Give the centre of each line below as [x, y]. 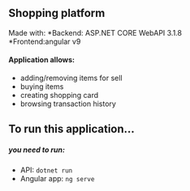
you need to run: [37, 150]
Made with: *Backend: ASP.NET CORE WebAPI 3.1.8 [95, 32]
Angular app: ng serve [57, 179]
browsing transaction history [68, 104]
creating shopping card [59, 95]
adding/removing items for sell [71, 78]
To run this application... [72, 129]
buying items [42, 87]
